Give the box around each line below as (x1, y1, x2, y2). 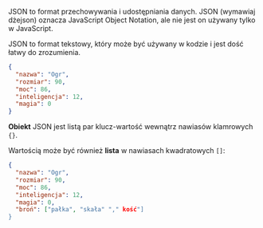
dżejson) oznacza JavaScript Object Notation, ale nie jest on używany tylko (8, 15, 256, 25)
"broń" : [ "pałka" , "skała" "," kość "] (15, 206, 145, 214)
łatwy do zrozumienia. (8, 48, 81, 57)
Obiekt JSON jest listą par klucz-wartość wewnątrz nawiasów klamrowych (8, 122, 253, 132)
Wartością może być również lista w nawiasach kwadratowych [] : (8, 146, 226, 155)
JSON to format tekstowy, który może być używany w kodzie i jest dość (8, 39, 245, 49)
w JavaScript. (8, 24, 53, 33)
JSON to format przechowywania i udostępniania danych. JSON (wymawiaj (8, 7, 256, 16)
